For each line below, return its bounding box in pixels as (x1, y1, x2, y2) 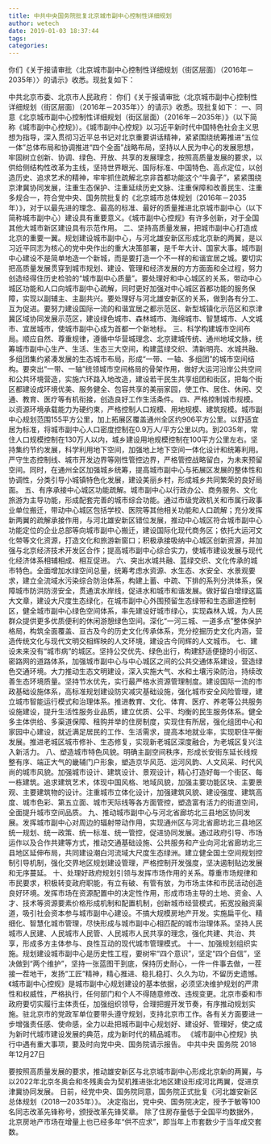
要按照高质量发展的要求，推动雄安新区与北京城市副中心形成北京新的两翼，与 (8, 1067, 263, 1076)
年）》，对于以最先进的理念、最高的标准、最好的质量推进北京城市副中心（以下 (8, 203, 263, 213)
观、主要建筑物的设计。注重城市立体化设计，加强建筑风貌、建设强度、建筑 (8, 788, 256, 797)
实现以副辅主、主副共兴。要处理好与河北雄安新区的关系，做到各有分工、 (22, 293, 263, 303)
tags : (8, 34, 27, 43)
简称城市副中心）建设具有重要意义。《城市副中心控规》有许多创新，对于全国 (8, 213, 260, 223)
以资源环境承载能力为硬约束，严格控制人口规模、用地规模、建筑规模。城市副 (8, 405, 263, 414)
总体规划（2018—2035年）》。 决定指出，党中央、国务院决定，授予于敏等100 (8, 1097, 261, 1107)
